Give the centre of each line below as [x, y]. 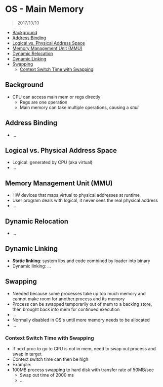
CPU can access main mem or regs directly [56, 97]
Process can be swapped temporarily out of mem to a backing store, [82, 304]
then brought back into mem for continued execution [66, 309]
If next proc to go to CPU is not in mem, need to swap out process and [84, 348]
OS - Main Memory [44, 9]
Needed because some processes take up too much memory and [79, 293]
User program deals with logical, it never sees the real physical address [85, 200]
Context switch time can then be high [50, 359]
